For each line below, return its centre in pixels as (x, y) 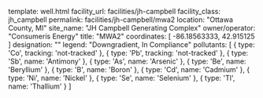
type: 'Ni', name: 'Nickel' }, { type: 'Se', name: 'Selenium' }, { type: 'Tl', (122, 78)
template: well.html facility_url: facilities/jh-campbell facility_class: (115, 11)
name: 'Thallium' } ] (40, 86)
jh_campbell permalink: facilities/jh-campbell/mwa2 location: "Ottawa (121, 20)
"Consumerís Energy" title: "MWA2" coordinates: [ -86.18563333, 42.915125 (131, 36)
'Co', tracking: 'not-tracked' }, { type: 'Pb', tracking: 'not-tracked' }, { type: (128, 53)
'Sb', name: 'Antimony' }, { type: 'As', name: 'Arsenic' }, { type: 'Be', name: (127, 61)
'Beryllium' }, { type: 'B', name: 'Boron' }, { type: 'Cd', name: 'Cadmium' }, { (129, 69)
